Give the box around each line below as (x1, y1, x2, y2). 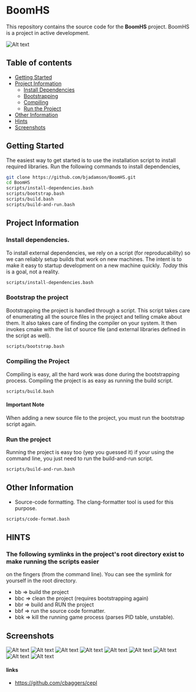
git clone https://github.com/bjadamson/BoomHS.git (6, 174, 136, 180)
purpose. (14, 504, 37, 511)
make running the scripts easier (6, 557, 99, 566)
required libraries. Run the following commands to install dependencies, (6, 163, 181, 170)
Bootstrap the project (6, 293, 69, 302)
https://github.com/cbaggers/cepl (14, 680, 97, 687)
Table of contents (6, 58, 72, 68)
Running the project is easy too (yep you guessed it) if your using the (6, 449, 174, 456)
